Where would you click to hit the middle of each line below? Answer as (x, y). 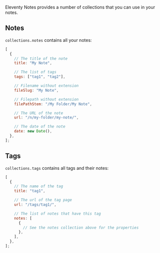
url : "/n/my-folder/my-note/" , (46, 118)
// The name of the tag (39, 186)
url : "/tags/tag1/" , (35, 205)
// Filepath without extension (46, 99)
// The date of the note (40, 126)
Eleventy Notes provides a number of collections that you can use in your (80, 7)
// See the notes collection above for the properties (81, 228)
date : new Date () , (33, 131)
